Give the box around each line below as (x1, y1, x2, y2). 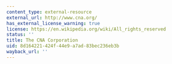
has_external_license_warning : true (6, 20, 100, 26)
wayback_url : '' (6, 49, 48, 55)
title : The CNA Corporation (6, 37, 79, 43)
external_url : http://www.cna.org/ (6, 15, 98, 21)
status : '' (6, 32, 34, 38)
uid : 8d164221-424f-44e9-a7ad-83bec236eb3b (6, 43, 120, 49)
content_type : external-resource (6, 9, 92, 15)
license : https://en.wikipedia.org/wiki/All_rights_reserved (6, 26, 166, 32)
